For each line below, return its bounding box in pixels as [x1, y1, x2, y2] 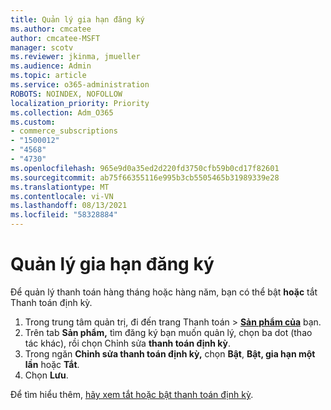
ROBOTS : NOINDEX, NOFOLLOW [10, 89, 123, 99]
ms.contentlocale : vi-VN [10, 191, 114, 201]
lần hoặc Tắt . [24, 358, 80, 370]
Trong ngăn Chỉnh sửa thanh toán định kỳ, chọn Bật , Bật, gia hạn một [24, 347, 316, 360]
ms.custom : [10, 117, 56, 127]
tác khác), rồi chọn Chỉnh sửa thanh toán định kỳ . [24, 337, 232, 349]
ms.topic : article [10, 71, 87, 81]
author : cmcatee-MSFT [10, 33, 101, 43]
